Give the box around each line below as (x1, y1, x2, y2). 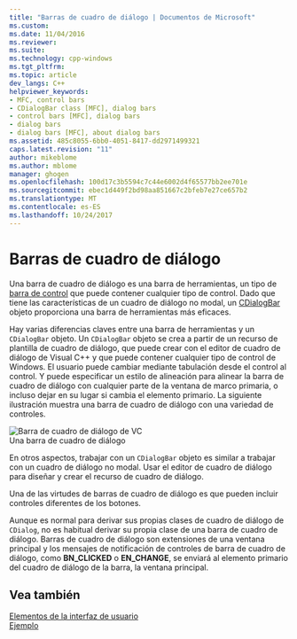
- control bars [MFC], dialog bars (9, 112, 141, 121)
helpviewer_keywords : (9, 87, 90, 96)
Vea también (9, 587, 81, 603)
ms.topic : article (9, 71, 77, 80)
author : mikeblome (9, 152, 77, 162)
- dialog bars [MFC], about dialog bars (9, 129, 161, 137)
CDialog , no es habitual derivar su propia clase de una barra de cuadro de (9, 524, 278, 534)
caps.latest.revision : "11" (9, 144, 113, 153)
